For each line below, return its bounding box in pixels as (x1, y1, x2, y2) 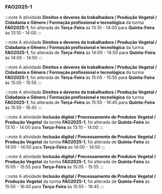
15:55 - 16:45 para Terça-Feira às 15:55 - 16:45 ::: (5, 184, 104, 190)
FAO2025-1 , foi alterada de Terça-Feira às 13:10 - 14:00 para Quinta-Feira (5, 25, 155, 31)
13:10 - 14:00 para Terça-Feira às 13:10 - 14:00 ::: (5, 124, 104, 130)
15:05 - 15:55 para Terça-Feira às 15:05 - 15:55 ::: (5, 164, 104, 170)
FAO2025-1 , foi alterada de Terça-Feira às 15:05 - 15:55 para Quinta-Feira (5, 74, 155, 81)
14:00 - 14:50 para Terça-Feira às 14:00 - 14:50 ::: (5, 144, 106, 150)
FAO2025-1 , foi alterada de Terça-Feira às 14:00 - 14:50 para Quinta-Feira (5, 50, 156, 55)
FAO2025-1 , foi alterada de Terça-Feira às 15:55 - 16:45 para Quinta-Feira (5, 100, 155, 106)
